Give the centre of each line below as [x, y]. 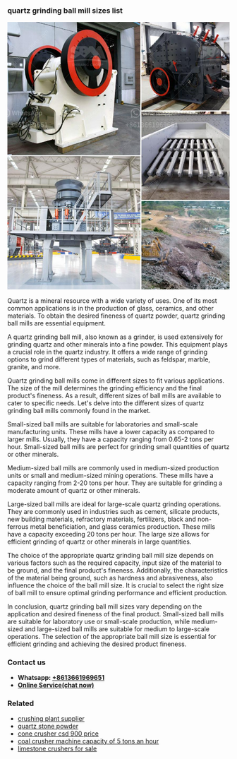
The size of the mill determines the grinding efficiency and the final [105, 388]
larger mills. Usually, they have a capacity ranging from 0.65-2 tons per [110, 439]
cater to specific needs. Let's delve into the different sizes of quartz [106, 403]
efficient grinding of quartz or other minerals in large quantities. [99, 542]
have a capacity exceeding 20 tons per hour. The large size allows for [109, 534]
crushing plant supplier [51, 719]
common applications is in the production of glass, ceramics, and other [110, 308]
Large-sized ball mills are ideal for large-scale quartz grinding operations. [114, 504]
